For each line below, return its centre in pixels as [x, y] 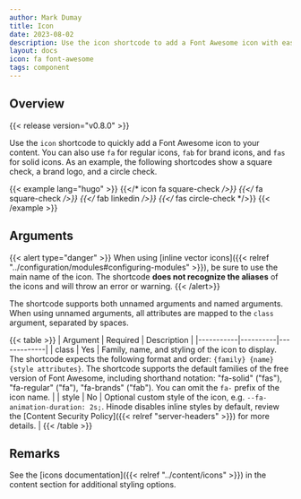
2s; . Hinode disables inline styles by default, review [184, 406]
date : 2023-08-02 [42, 34]
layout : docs [34, 51]
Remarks [35, 453]
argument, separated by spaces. [69, 323]
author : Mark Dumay [46, 17]
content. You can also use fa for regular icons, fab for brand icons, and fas [147, 152]
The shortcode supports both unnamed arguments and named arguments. [146, 303]
